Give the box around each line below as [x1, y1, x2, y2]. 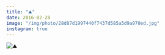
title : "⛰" [6, 8, 35, 15]
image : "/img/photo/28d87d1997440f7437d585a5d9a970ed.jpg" [6, 20, 160, 26]
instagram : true [6, 25, 48, 32]
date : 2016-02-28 [6, 15, 51, 21]
